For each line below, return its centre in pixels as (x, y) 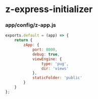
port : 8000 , (45, 50)
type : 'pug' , (55, 64)
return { (23, 40)
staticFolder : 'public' (57, 78)
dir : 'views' (55, 68)
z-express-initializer (49, 9)
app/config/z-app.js (31, 25)
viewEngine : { (47, 59)
